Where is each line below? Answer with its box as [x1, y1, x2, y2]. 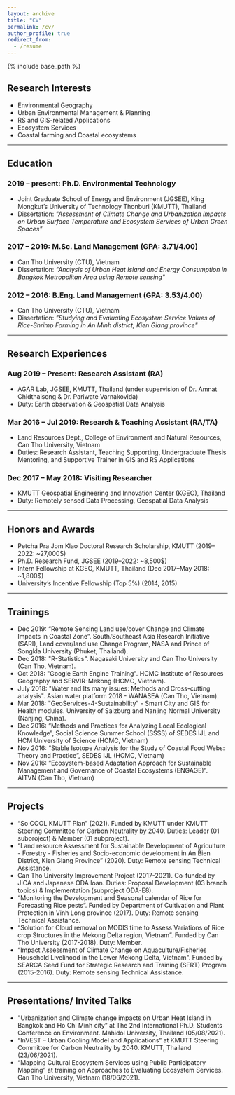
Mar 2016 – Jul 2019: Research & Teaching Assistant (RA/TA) [7, 417, 218, 427]
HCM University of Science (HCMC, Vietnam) [17, 737, 148, 744]
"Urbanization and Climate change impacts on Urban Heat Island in [17, 1014, 211, 1022]
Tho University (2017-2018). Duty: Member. [17, 938, 143, 946]
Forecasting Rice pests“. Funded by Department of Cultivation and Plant [17, 901, 225, 909]
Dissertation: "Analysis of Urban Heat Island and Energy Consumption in [17, 265, 227, 273]
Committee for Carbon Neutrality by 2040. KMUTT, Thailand [17, 1043, 192, 1052]
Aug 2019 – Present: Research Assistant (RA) [7, 369, 164, 379]
